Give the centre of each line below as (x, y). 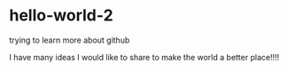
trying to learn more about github (70, 40)
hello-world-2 (61, 16)
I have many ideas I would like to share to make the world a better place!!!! (144, 57)
